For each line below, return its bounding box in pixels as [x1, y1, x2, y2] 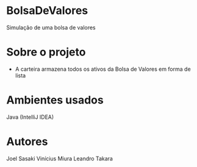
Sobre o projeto [6, 45, 86, 59]
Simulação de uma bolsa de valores [6, 24, 96, 31]
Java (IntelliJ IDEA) [6, 113, 54, 121]
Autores [6, 135, 48, 148]
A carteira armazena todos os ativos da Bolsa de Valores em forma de [15, 65, 191, 73]
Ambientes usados [6, 93, 104, 107]
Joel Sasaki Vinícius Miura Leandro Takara [6, 155, 113, 162]
